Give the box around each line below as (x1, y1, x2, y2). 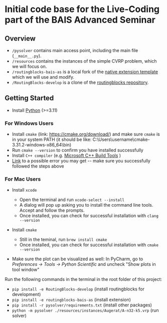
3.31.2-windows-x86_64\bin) (12, 142, 72, 148)
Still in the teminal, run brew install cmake (19, 237, 107, 243)
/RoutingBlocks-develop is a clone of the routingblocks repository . (12, 79, 149, 85)
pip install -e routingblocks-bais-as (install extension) (12, 297, 131, 303)
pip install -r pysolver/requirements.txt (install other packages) (12, 302, 152, 308)
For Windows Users (5, 119, 54, 126)
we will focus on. (12, 64, 47, 69)
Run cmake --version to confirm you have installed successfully (12, 147, 143, 153)
